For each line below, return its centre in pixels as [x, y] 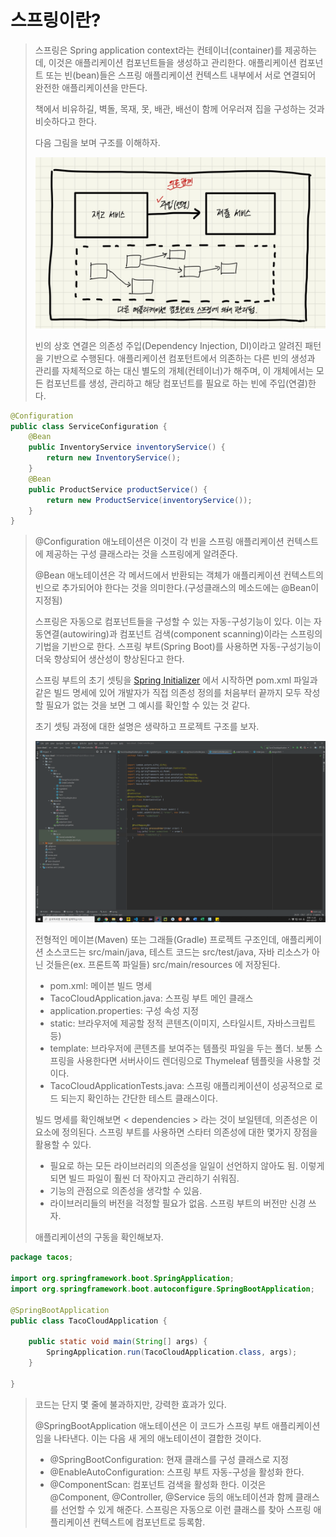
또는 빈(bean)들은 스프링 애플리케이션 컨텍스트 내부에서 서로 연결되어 [181, 75]
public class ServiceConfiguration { [89, 426]
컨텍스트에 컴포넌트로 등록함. [149, 1522]
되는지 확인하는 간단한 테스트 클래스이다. [139, 1098]
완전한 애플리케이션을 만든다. [91, 87]
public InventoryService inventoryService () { [127, 447]
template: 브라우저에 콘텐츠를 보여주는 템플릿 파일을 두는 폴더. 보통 [181, 1048]
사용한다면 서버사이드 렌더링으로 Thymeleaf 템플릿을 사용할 [193, 1061]
